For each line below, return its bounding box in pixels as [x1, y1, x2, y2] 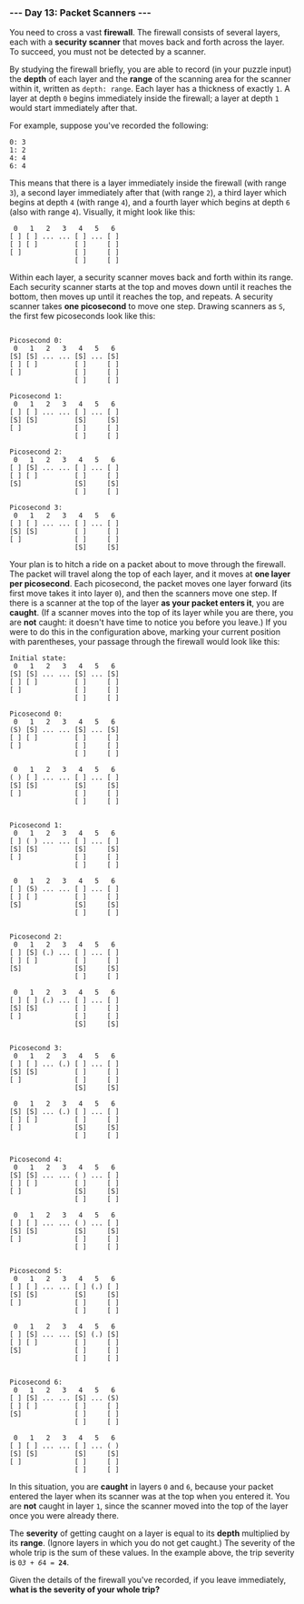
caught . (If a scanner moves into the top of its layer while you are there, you [9, 607, 294, 618]
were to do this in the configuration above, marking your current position [9, 627, 281, 637]
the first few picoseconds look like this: [9, 311, 156, 322]
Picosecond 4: [9, 1155, 64, 1165]
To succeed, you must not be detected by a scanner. [9, 46, 207, 57]
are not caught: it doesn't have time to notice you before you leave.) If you [9, 617, 288, 628]
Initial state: [9, 654, 67, 663]
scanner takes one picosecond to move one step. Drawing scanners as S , [9, 301, 286, 312]
